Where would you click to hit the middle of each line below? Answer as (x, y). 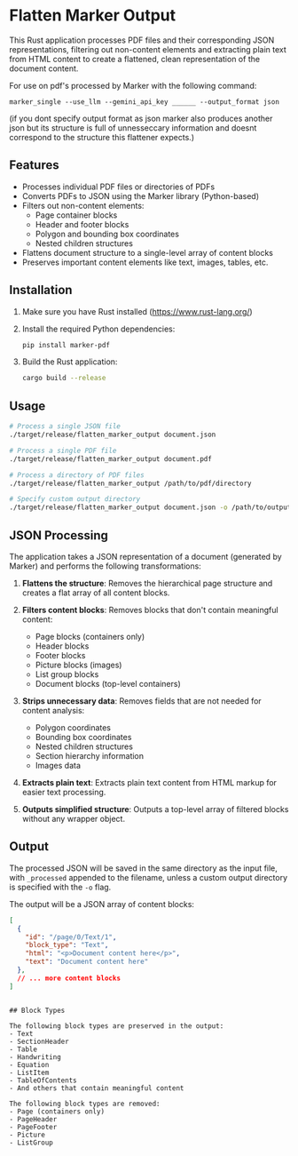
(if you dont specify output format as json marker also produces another (141, 118)
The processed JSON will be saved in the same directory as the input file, (143, 868)
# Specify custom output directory (75, 499)
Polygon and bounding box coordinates (107, 234)
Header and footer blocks (82, 224)
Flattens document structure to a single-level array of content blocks (147, 252)
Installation (41, 290)
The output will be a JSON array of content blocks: (102, 904)
